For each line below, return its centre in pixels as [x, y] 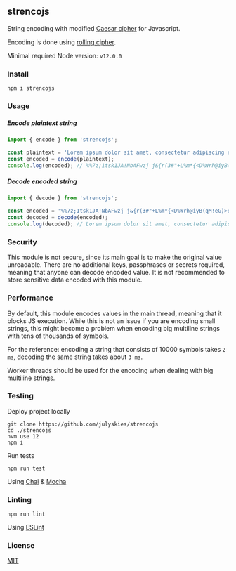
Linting [19, 499]
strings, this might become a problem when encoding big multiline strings [113, 328]
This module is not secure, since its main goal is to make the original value [115, 257]
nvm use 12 [23, 436]
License [21, 546]
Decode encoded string [42, 181]
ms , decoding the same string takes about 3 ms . [75, 357]
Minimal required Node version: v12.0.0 [65, 55]
